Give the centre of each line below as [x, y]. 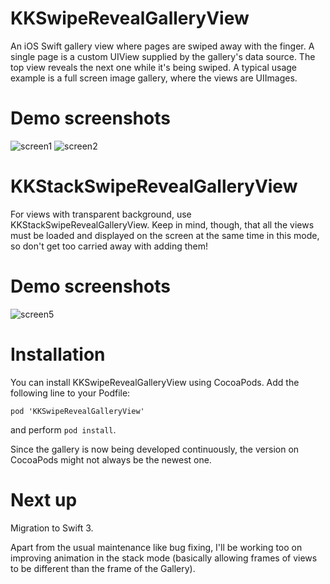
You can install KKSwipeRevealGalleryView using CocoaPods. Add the [155, 382]
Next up [44, 499]
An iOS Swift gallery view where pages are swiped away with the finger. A [162, 46]
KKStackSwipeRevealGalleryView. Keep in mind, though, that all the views [162, 224]
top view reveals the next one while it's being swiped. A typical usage [154, 67]
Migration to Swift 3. [52, 528]
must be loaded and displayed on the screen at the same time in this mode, [165, 235]
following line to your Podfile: [70, 393]
